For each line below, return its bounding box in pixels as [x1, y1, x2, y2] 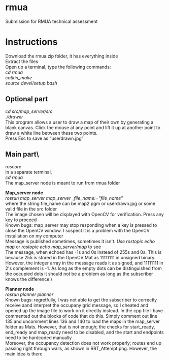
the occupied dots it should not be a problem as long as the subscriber [5, 270, 153, 277]
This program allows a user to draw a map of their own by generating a [5, 119, 154, 125]
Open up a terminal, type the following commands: [5, 64, 111, 70]
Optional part [5, 95, 48, 103]
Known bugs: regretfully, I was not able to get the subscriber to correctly [5, 296, 157, 303]
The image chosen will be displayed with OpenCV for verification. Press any [5, 211, 164, 217]
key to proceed [5, 217, 37, 223]
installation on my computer [5, 233, 63, 239]
